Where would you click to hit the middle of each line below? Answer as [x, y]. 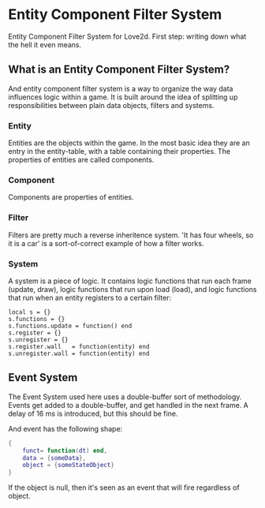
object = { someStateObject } [68, 465]
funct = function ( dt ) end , [65, 450]
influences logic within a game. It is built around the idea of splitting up [123, 97]
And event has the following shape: [65, 428]
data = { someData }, [54, 458]
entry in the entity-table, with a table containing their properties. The [119, 151]
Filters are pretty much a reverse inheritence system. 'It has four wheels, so [131, 235]
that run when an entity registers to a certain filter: [90, 297]
